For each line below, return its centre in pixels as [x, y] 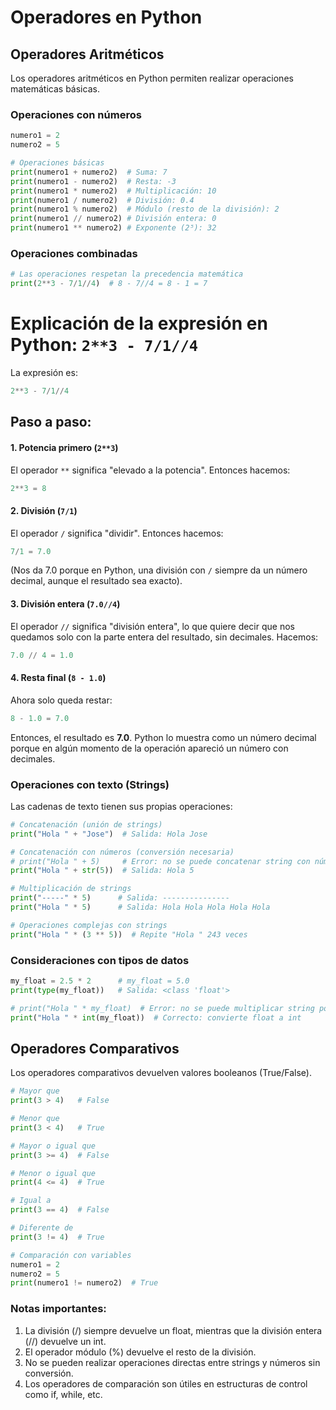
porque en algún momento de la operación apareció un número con [149, 748]
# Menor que [35, 1119]
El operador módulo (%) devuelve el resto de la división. [140, 1352]
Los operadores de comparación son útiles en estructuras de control [166, 1383]
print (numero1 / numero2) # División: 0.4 [102, 200]
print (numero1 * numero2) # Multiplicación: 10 [113, 191]
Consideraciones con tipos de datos [100, 960]
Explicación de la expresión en [139, 323]
